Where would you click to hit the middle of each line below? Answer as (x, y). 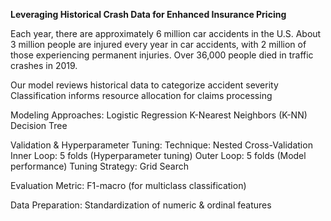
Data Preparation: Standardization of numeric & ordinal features (141, 205)
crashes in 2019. (44, 65)
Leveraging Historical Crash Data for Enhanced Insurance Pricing (148, 14)
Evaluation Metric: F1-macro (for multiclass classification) (128, 185)
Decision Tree (39, 125)
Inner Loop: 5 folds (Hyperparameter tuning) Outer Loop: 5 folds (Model (158, 155)
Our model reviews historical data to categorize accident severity (144, 85)
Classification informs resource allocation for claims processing (141, 95)
